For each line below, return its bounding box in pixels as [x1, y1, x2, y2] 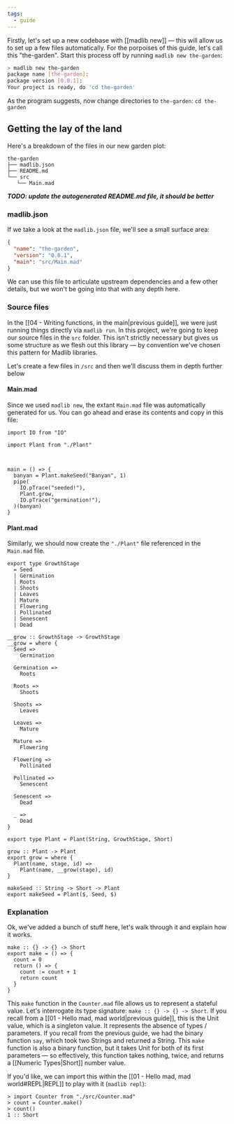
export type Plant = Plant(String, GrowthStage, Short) [7, 836, 173, 843]
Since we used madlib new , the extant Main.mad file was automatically [7, 401, 206, 409]
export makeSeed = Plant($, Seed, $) [7, 891, 117, 898]
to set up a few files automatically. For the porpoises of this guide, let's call [7, 43, 223, 52]
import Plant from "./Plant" [7, 441, 92, 448]
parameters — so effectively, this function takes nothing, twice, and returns [7, 1051, 224, 1060]
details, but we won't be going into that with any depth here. [7, 285, 180, 293]
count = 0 [13, 957, 42, 964]
